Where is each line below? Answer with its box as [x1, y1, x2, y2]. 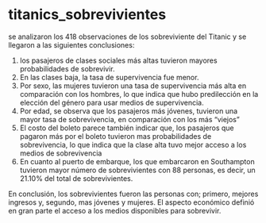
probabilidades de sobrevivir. [19, 63, 115, 73]
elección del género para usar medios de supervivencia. [19, 98, 204, 107]
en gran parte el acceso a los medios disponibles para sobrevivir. [8, 206, 222, 215]
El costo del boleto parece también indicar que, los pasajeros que [19, 123, 234, 133]
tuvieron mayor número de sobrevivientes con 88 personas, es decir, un [19, 165, 256, 175]
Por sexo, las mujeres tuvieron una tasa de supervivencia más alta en [19, 81, 247, 90]
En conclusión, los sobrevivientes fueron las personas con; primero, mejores [8, 189, 259, 198]
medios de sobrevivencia [19, 148, 102, 158]
